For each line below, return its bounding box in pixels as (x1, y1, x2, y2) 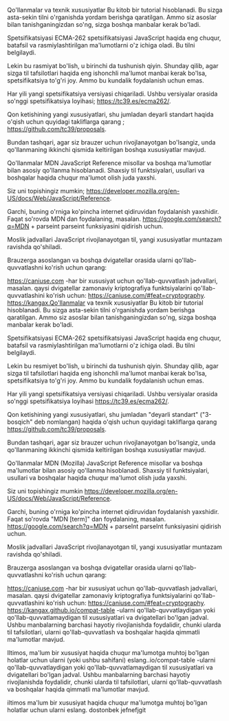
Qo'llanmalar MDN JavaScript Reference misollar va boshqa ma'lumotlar (7, 159, 212, 167)
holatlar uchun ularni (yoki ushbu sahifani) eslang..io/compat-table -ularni (7, 656, 216, 664)
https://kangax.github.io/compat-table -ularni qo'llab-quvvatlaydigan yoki (7, 606, 215, 614)
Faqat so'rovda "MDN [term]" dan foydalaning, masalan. (7, 515, 166, 523)
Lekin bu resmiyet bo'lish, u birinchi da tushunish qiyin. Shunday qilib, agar (7, 362, 219, 370)
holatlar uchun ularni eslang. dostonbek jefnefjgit (7, 706, 146, 714)
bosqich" (7, 418, 33, 426)
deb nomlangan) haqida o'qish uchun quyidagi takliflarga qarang (34, 418, 217, 426)
